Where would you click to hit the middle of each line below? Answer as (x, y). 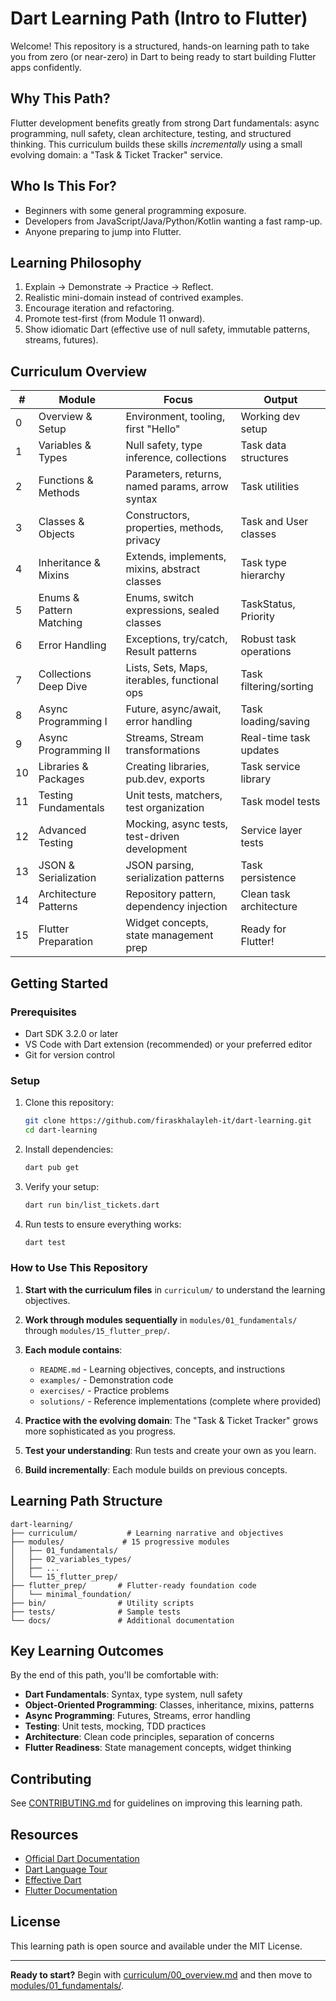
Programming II (74, 750)
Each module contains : (73, 1349)
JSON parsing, (160, 865)
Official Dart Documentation (82, 1859)
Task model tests (280, 802)
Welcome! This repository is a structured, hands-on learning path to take (160, 46)
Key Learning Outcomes (87, 1651)
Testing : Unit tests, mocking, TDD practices (115, 1726)
